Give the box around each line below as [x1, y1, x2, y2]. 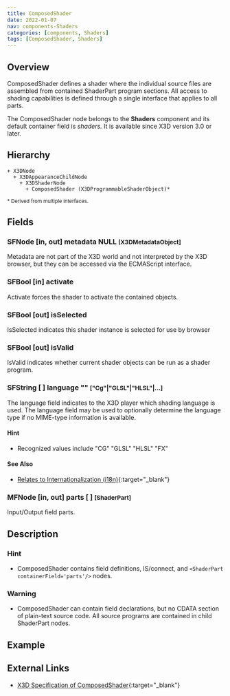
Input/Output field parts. [7, 508, 76, 516]
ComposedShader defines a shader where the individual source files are [7, 79, 212, 87]
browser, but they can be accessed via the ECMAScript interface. [7, 260, 192, 268]
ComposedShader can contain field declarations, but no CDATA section [16, 604, 220, 613]
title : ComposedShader [7, 10, 72, 17]
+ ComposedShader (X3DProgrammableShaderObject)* [25, 185, 170, 193]
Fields [7, 216, 34, 228]
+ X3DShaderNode [19, 180, 67, 187]
